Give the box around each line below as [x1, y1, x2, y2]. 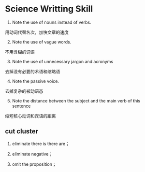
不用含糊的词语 [5, 49, 35, 55]
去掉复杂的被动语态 [5, 88, 43, 94]
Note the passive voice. [12, 78, 59, 84]
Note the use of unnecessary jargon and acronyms [12, 58, 114, 64]
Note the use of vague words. [12, 39, 72, 44]
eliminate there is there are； [12, 141, 70, 146]
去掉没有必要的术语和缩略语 [5, 69, 60, 74]
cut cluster [5, 127, 39, 136]
